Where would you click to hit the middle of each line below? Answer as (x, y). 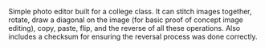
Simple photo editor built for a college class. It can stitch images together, (130, 11)
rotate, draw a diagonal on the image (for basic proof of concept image (126, 20)
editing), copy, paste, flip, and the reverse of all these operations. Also (124, 28)
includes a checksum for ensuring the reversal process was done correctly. (133, 36)
